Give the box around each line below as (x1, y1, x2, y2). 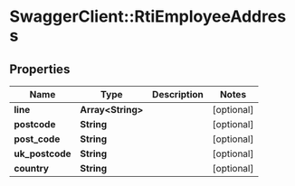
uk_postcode (14, 147, 71, 160)
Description (152, 88, 204, 100)
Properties (9, 61, 71, 77)
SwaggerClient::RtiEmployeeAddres (9, 6, 287, 27)
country (14, 163, 50, 174)
